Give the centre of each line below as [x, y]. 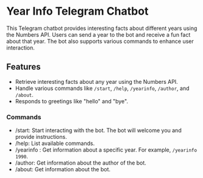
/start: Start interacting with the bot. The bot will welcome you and [98, 130]
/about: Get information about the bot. [63, 169]
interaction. [21, 48]
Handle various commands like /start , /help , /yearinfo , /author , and [102, 88]
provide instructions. [41, 137]
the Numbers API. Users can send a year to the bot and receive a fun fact [98, 34]
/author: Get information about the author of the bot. [80, 163]
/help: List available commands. [55, 143]
